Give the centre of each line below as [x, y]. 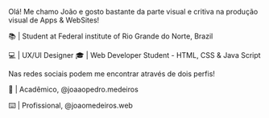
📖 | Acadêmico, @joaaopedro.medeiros [73, 89]
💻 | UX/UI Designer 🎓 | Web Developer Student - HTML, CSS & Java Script [134, 55]
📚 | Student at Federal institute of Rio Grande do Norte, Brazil [111, 36]
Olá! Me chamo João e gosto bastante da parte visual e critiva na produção [133, 12]
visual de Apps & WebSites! [54, 20]
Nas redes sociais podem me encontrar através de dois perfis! [112, 74]
